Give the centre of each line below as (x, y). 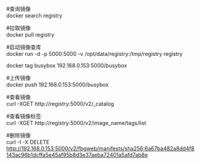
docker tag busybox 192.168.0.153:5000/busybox (67, 65)
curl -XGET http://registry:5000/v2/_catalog (60, 104)
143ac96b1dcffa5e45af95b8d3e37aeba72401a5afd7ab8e (77, 155)
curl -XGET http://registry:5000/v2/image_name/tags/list (76, 123)
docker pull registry (30, 35)
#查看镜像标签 (24, 116)
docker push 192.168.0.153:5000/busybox (58, 85)
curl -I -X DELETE (28, 142)
